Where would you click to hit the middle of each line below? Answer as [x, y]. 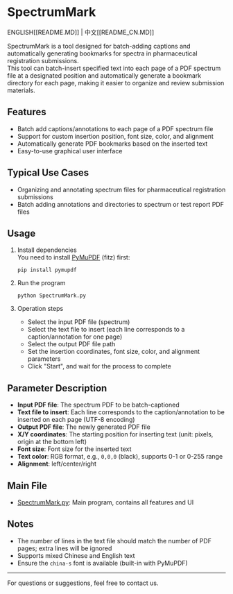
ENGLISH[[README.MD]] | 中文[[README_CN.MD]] [81, 32]
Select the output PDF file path [71, 344]
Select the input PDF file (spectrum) [79, 322]
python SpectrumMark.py [52, 296]
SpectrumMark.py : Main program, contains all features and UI [105, 502]
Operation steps [40, 309]
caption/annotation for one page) [75, 337]
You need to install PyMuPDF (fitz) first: [74, 257]
